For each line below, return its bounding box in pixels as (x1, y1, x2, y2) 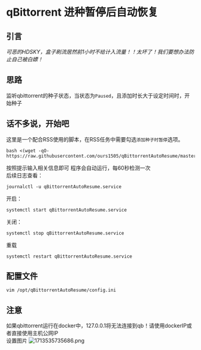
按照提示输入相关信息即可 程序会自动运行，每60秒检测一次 (6, 164, 151, 171)
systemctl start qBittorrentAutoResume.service (6, 207, 127, 213)
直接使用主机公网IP (11, 330, 59, 337)
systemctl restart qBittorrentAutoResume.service (6, 253, 133, 260)
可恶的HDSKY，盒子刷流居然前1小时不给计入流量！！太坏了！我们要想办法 (6, 49, 190, 55)
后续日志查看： (6, 171, 43, 179)
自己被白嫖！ (11, 56, 43, 63)
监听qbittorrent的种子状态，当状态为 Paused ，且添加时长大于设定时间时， (6, 92, 185, 99)
